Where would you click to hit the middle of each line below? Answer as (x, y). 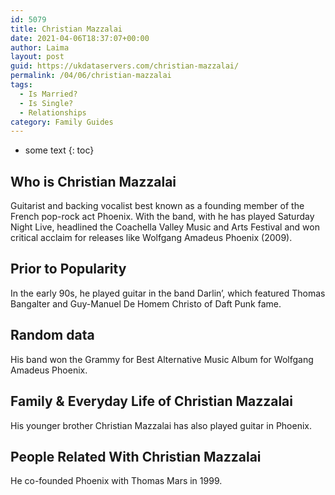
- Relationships (53, 112)
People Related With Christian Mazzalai (136, 456)
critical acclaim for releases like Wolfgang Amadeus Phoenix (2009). (151, 238)
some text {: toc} (59, 150)
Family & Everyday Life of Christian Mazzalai (152, 401)
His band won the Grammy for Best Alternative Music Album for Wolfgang (162, 359)
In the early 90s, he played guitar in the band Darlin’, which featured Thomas (168, 293)
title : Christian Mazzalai (66, 29)
